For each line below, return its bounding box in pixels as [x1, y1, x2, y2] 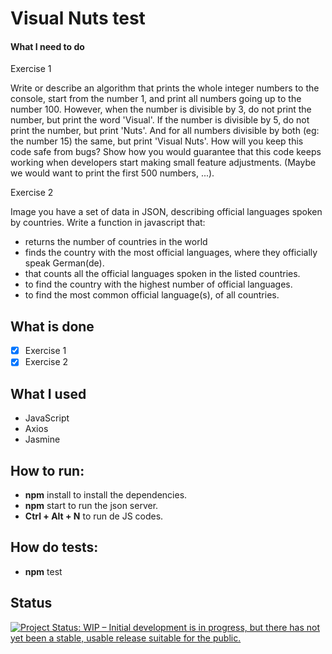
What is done [10, 318, 95, 335]
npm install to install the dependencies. [24, 488, 188, 501]
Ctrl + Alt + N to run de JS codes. [24, 510, 164, 522]
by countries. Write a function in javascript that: [10, 217, 206, 229]
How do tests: [10, 539, 99, 556]
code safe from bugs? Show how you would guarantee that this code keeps [10, 146, 322, 158]
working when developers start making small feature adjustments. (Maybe [10, 157, 317, 169]
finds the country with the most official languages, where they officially [24, 247, 318, 259]
